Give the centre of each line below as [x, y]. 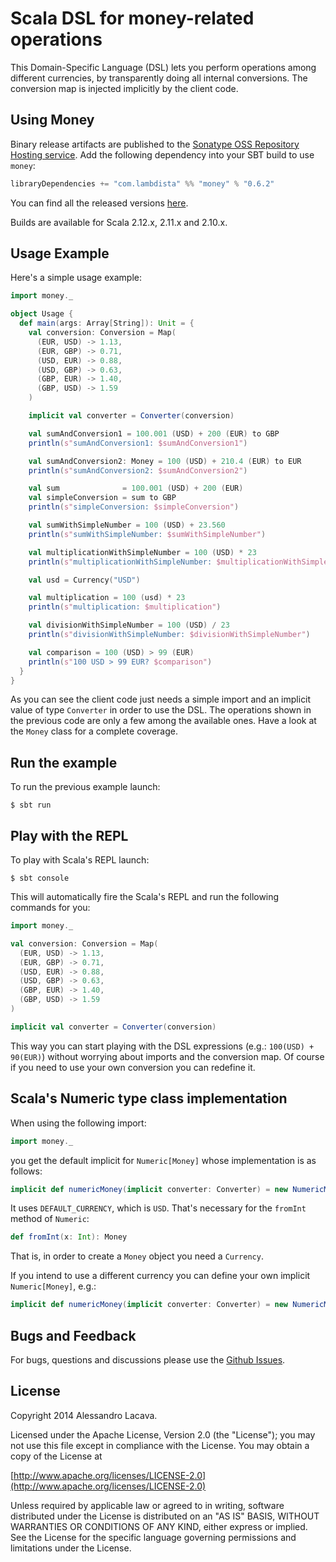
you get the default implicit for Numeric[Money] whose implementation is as [163, 1160]
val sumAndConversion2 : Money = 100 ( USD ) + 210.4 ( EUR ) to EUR [165, 461]
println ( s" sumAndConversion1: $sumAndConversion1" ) [138, 443]
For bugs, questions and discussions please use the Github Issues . [148, 1359]
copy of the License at [56, 1456]
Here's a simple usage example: [76, 278]
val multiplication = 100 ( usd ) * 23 [107, 598]
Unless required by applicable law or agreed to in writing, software [147, 1505]
